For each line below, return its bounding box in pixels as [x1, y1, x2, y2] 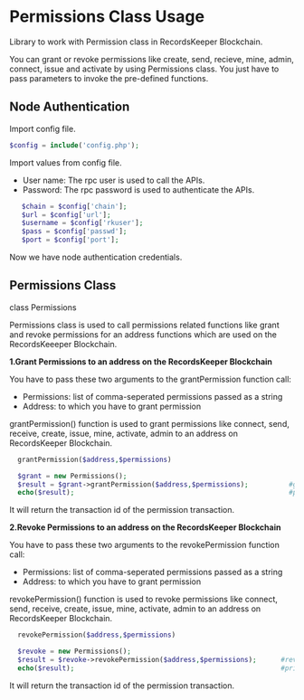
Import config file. [9, 123, 76, 134]
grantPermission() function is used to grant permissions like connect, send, [9, 418, 290, 429]
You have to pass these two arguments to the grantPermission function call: [9, 374, 292, 384]
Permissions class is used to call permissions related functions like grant [9, 319, 280, 330]
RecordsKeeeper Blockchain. [9, 338, 118, 349]
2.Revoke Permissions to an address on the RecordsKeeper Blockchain [9, 522, 281, 533]
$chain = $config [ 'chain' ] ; [21, 202, 128, 211]
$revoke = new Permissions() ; [17, 647, 131, 657]
